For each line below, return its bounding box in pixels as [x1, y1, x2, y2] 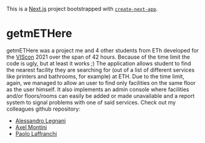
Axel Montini [15, 123, 47, 131]
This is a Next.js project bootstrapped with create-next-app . [6, 5, 158, 12]
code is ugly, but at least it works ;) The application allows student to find [6, 59, 191, 67]
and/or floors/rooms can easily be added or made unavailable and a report [6, 92, 195, 100]
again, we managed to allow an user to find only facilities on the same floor [6, 79, 196, 86]
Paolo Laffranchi [15, 130, 57, 137]
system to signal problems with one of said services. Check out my [6, 98, 176, 106]
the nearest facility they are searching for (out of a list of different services [6, 66, 195, 73]
